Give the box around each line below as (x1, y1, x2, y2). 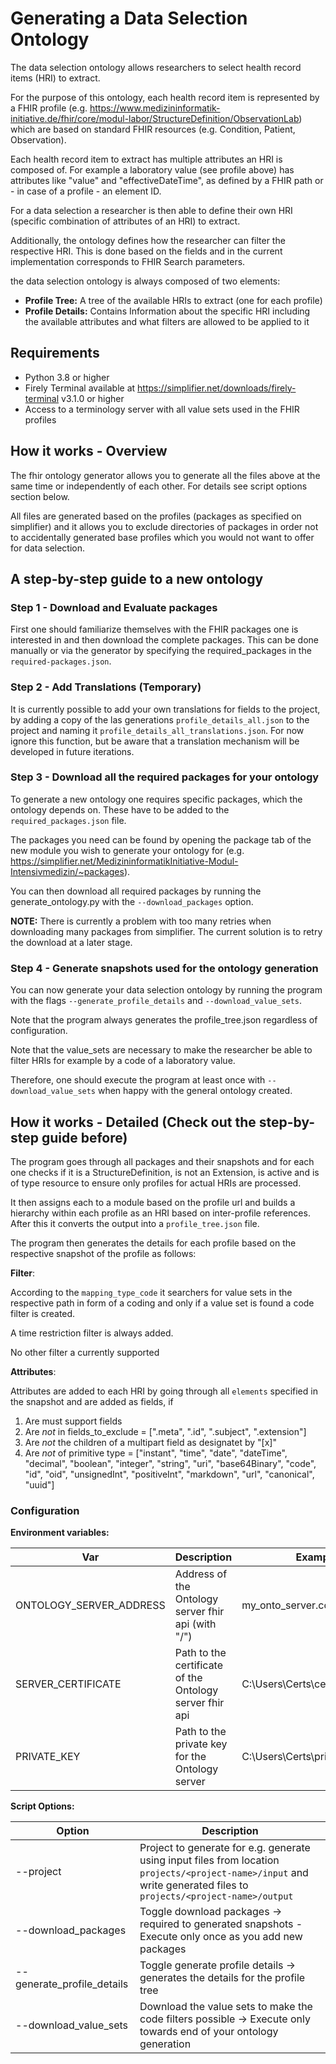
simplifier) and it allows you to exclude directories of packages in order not (10, 520, 319, 532)
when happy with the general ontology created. (97, 1085, 293, 1097)
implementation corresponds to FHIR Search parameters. (10, 255, 246, 267)
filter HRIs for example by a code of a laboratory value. (10, 1055, 236, 1067)
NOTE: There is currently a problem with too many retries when (10, 915, 272, 927)
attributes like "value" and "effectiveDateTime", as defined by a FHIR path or (10, 174, 324, 186)
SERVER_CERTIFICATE (15, 1677, 122, 1691)
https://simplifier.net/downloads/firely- (137, 382, 297, 394)
